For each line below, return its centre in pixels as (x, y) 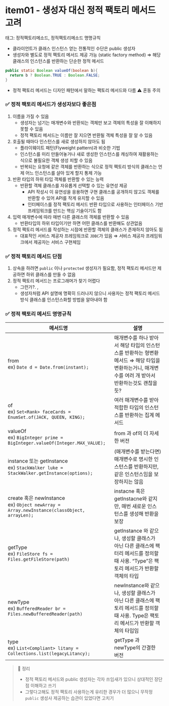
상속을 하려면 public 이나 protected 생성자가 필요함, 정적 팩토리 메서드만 (84, 268)
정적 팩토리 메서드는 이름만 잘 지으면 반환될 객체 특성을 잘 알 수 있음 (86, 135)
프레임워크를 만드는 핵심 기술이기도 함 (65, 210)
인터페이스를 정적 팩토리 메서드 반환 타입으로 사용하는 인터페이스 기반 (95, 204)
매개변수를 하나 (131, 338)
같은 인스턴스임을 (133, 474)
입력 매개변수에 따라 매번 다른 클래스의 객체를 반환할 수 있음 (71, 217)
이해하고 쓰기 (43, 686)
